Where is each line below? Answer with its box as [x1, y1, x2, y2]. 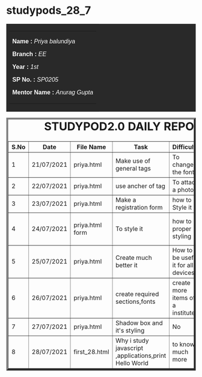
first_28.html [73, 348, 109, 356]
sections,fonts [115, 298, 156, 306]
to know [172, 340, 195, 349]
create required [115, 290, 159, 298]
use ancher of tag [115, 182, 165, 190]
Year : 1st [12, 63, 39, 70]
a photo [172, 185, 194, 194]
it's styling [115, 327, 145, 335]
